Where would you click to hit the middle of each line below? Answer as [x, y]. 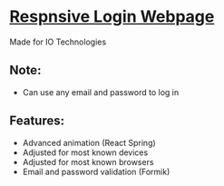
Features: [37, 121]
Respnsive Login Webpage [112, 17]
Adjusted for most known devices [85, 152]
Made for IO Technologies [58, 42]
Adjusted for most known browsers [88, 162]
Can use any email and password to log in [101, 92]
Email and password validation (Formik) [96, 171]
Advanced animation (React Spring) [89, 142]
